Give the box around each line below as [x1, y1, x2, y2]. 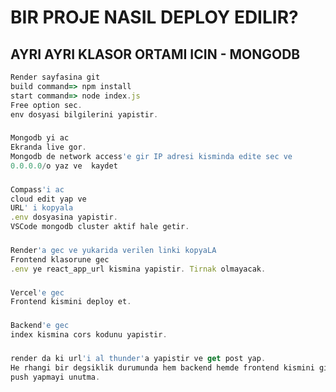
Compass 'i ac [10, 184, 65, 195]
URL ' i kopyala [10, 203, 74, 213]
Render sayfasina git [10, 72, 101, 82]
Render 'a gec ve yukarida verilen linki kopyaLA [10, 246, 217, 256]
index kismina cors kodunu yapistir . [10, 330, 168, 340]
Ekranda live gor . [10, 142, 87, 153]
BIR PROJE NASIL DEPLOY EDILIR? [10, 6, 299, 29]
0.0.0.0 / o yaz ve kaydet [10, 161, 118, 171]
